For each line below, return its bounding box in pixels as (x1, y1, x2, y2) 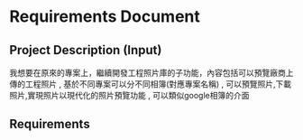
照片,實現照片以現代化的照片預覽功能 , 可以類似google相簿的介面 (9, 90, 250, 100)
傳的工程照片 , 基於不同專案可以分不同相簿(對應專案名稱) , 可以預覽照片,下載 (9, 79, 292, 89)
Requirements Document (9, 6, 201, 27)
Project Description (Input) (9, 42, 162, 58)
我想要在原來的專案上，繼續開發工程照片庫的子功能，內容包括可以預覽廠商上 (9, 68, 294, 78)
